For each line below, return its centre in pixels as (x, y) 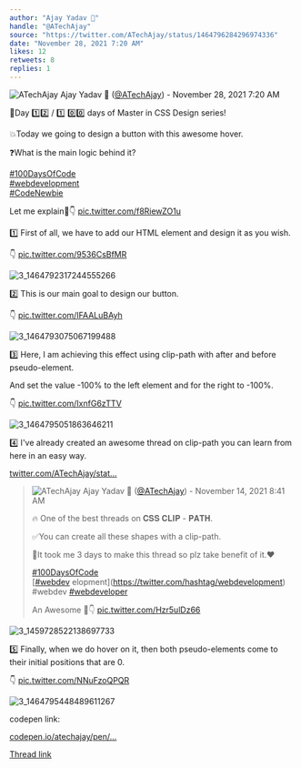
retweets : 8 (32, 60)
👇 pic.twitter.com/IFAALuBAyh (66, 315)
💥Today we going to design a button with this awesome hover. (126, 134)
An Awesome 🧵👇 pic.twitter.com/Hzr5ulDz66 (116, 610)
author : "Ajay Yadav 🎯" (55, 18)
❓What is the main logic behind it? (73, 152)
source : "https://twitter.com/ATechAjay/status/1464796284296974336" (144, 35)
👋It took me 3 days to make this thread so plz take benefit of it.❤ (153, 554)
